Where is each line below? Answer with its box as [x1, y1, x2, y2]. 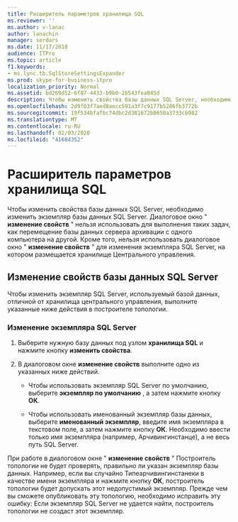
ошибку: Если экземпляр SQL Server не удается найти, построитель [7, 499, 214, 508]
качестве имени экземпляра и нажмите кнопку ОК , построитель [7, 477, 205, 485]
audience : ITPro [7, 50, 55, 58]
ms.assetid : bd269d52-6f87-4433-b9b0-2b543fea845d [7, 89, 160, 97]
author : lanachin [7, 30, 59, 38]
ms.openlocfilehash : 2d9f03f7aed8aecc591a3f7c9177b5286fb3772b [7, 103, 198, 110]
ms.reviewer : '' [7, 17, 55, 24]
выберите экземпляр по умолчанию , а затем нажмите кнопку [28, 388, 221, 398]
